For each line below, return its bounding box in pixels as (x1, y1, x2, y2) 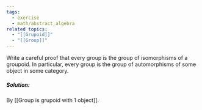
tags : (6, 9, 20, 15)
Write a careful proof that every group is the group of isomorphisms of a (6, 54, 188, 61)
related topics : (6, 26, 48, 32)
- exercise (12, 15, 40, 21)
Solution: (6, 81, 31, 89)
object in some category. (6, 67, 69, 74)
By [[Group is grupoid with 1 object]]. (6, 96, 99, 104)
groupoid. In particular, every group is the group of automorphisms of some (6, 61, 197, 68)
